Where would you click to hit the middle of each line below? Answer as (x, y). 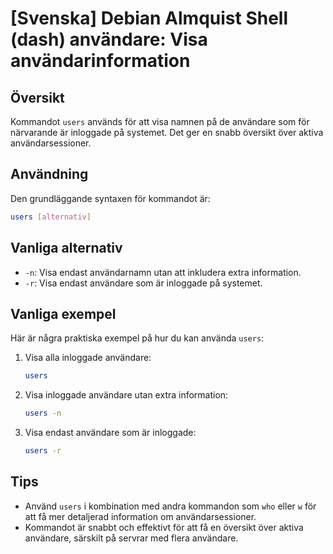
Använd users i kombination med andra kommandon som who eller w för (170, 506)
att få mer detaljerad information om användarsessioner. (140, 516)
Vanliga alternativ (66, 248)
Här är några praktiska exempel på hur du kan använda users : (137, 338)
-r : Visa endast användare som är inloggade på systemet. (143, 283)
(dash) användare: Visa (109, 39)
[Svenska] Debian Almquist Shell (149, 18)
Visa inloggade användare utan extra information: (126, 395)
